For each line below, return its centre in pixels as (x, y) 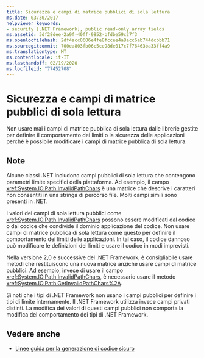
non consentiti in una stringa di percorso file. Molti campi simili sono (92, 195)
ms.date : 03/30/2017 (33, 18)
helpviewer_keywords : (34, 23)
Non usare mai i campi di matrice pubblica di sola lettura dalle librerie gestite (102, 129)
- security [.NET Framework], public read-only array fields (86, 29)
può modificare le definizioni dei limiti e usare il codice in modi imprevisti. (98, 246)
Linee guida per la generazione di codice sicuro (75, 348)
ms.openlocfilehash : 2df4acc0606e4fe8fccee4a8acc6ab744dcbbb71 (88, 40)
